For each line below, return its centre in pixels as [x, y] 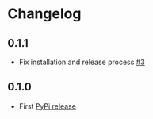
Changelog [44, 14]
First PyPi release [48, 106]
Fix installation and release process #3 [82, 62]
